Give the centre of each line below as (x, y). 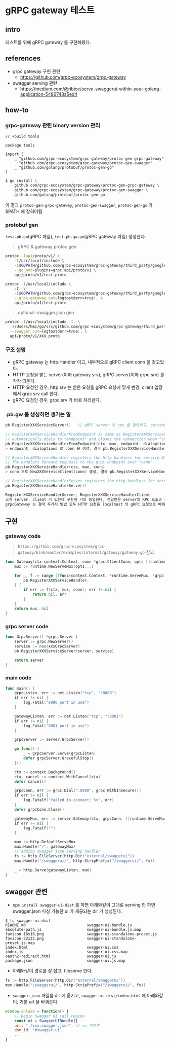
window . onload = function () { (37, 1011)
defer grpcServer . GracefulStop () (59, 759)
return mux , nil (32, 608)
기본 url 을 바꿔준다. (39, 1001)
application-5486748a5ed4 (49, 94)
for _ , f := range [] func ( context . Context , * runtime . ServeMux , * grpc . (90, 575)
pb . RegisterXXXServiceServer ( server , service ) (64, 651)
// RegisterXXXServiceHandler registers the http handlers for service (82, 458)
